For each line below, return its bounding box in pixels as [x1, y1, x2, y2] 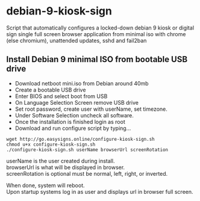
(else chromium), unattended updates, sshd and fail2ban [6, 37, 147, 44]
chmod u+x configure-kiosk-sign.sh [6, 141, 96, 147]
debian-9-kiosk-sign [6, 4, 113, 18]
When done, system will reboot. [6, 182, 86, 189]
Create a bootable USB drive [14, 86, 86, 93]
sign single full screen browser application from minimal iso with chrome [6, 30, 186, 37]
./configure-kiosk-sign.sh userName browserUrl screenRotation [6, 146, 169, 153]
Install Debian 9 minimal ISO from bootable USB [6, 54, 188, 64]
